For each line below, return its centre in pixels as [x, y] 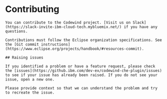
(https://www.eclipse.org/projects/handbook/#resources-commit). [74, 48]
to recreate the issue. [30, 92]
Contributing [32, 9]
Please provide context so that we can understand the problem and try [81, 88]
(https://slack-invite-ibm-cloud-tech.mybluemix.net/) [63, 27]
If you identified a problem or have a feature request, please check [80, 66]
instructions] [55, 44]
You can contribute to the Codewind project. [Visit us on [68, 22]
